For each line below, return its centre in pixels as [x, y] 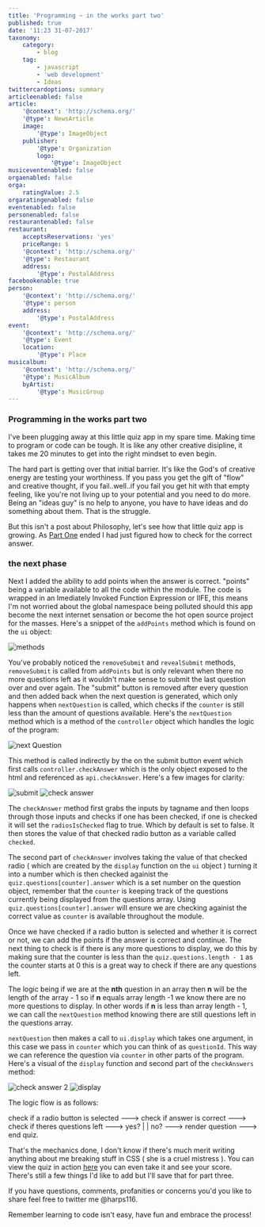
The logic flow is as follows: [53, 1102]
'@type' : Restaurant [56, 259]
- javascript [58, 67]
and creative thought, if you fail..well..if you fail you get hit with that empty [129, 485]
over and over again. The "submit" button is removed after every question [129, 688]
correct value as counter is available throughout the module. [106, 916]
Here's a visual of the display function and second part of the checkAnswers [131, 1063]
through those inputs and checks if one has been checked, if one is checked [133, 816]
